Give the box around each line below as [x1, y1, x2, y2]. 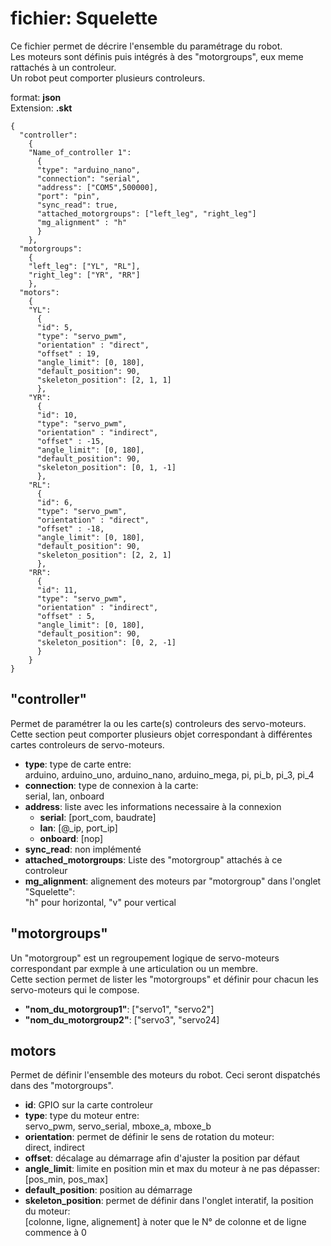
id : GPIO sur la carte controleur [24, 1099, 154, 1111]
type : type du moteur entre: [24, 1110, 140, 1122]
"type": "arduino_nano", [36, 165, 141, 175]
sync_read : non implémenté [24, 843, 142, 855]
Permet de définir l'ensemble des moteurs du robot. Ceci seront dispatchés [10, 1069, 321, 1081]
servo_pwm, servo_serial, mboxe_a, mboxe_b [24, 1120, 212, 1132]
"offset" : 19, [36, 348, 101, 359]
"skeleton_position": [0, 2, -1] [36, 637, 177, 647]
